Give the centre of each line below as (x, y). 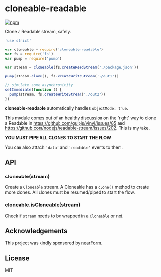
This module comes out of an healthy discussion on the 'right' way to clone (80, 118)
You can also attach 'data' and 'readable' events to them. (64, 147)
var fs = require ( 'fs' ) (29, 54)
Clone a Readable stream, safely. (38, 31)
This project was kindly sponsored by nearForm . (54, 243)
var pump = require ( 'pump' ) (34, 59)
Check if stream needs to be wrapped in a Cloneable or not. (64, 216)
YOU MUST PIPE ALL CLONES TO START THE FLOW (58, 137)
